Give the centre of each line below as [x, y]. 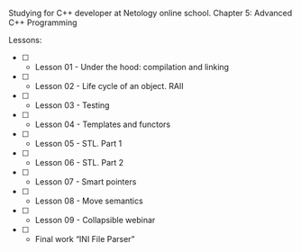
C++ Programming [43, 22]
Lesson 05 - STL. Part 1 [78, 144]
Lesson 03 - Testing [72, 105]
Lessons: [25, 40]
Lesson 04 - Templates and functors [103, 124]
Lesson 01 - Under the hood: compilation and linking [132, 67]
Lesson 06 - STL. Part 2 [79, 162]
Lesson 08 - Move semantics [89, 201]
